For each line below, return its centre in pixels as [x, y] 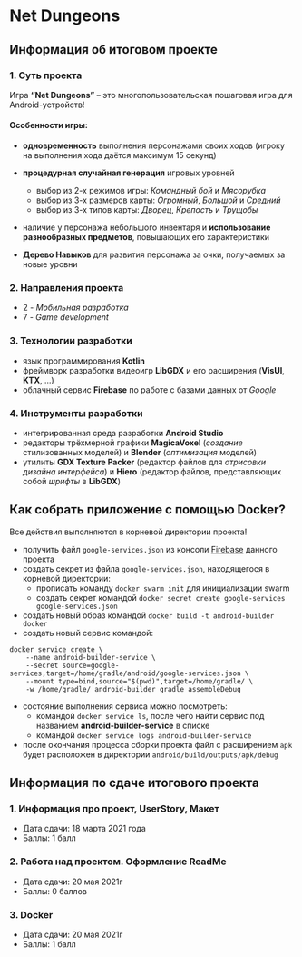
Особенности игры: [49, 125]
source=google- [91, 665]
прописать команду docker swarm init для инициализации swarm [163, 588]
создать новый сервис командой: [88, 633]
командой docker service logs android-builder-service [144, 735]
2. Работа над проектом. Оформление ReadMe [118, 862]
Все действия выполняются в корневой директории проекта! [128, 532]
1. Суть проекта [46, 75]
